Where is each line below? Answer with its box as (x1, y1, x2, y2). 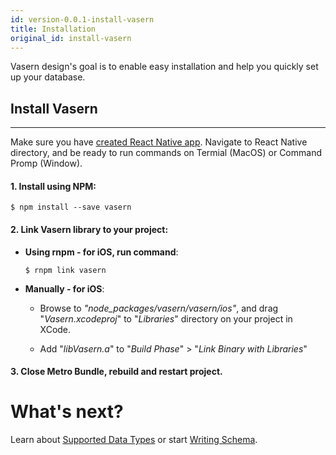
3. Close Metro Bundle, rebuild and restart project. (10, 366, 223, 378)
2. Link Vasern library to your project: (10, 223, 169, 235)
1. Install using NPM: (10, 180, 97, 192)
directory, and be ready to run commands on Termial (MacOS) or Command (10, 147, 322, 159)
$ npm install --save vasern (10, 202, 132, 213)
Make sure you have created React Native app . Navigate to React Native (10, 136, 308, 148)
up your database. (10, 71, 86, 83)
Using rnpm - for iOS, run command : (24, 246, 179, 258)
